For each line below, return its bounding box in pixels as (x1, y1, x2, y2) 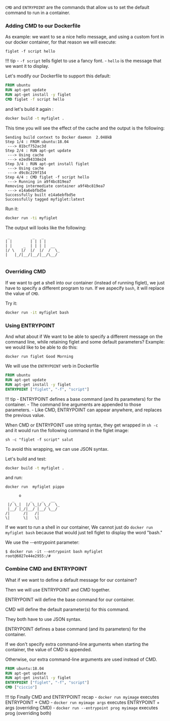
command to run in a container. (5, 10, 70, 16)
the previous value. (5, 412, 46, 418)
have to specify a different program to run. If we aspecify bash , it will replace (5, 285, 164, 291)
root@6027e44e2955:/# (5, 554, 51, 559)
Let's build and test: (5, 455, 47, 462)
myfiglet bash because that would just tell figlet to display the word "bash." (5, 530, 163, 536)
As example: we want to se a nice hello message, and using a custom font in (5, 34, 164, 40)
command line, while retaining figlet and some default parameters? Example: (5, 339, 165, 345)
